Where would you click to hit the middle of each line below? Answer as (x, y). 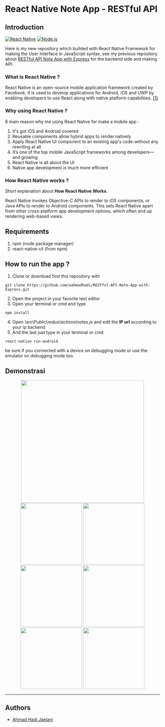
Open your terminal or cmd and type (49, 304)
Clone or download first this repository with (56, 276)
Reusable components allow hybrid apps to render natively (72, 136)
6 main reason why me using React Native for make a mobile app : (72, 121)
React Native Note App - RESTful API (81, 9)
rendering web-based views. (34, 216)
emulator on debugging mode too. (40, 355)
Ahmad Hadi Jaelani (32, 720)
